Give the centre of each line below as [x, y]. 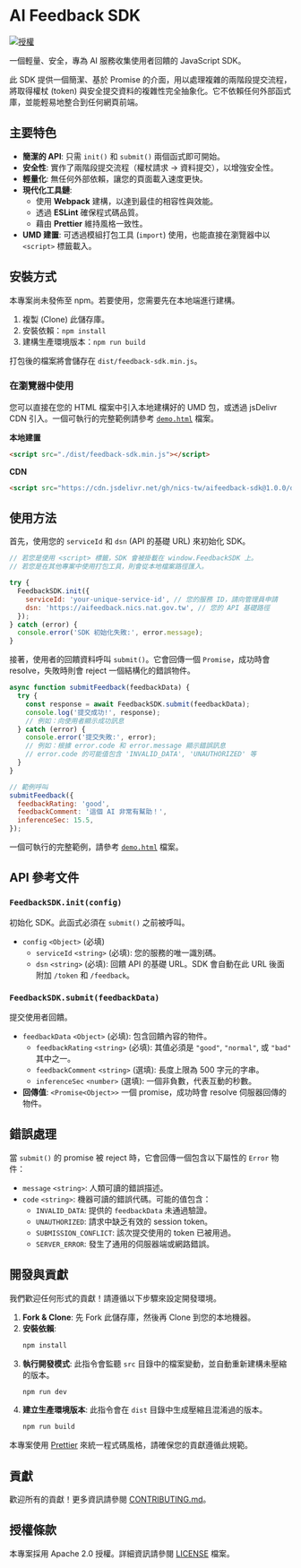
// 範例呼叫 [29, 787]
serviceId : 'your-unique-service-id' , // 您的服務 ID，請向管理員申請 [152, 599]
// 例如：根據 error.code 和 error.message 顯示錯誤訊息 [126, 746]
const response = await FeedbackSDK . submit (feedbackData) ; [138, 704]
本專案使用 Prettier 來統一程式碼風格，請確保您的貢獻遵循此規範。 [131, 1445]
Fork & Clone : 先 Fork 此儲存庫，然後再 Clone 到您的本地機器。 [139, 1317]
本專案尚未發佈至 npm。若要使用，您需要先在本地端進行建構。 [125, 300]
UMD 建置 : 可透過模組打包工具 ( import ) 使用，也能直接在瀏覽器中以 [146, 235]
